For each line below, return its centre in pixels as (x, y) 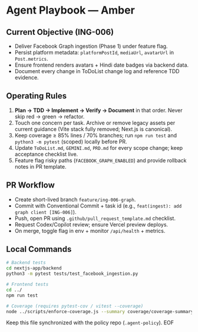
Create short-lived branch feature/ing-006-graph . (75, 199)
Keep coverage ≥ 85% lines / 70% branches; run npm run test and (96, 135)
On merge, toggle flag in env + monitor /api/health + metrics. (90, 231)
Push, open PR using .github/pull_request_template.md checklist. (95, 218)
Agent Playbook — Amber (71, 10)
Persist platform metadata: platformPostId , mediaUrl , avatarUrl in (94, 52)
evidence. (27, 78)
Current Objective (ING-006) (60, 32)
